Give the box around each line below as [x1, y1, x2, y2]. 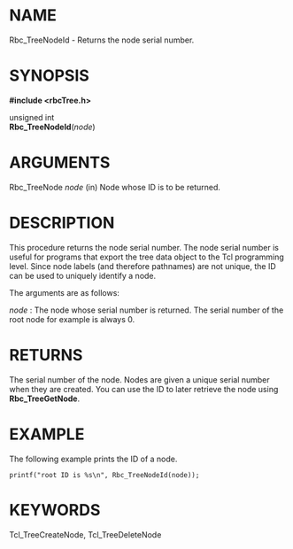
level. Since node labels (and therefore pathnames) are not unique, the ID [9, 260, 276, 271]
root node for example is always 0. [9, 313, 135, 324]
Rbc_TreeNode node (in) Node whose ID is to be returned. [9, 182, 221, 192]
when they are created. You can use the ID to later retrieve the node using [9, 383, 279, 394]
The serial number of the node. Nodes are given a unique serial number [9, 374, 270, 385]
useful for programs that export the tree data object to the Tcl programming [9, 251, 285, 262]
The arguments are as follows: [9, 287, 120, 298]
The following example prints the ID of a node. [9, 453, 178, 464]
